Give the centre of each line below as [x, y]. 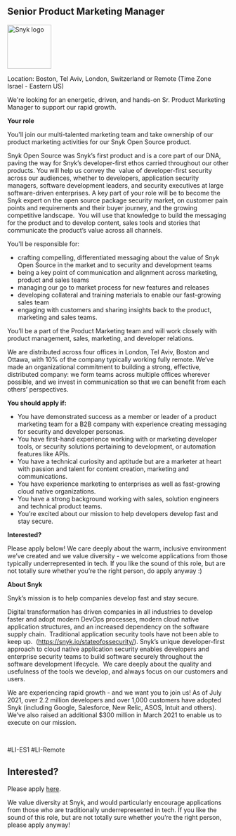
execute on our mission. [42, 722]
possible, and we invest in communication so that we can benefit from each [117, 382]
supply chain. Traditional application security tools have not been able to [113, 634]
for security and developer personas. [71, 431]
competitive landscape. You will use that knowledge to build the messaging [117, 215]
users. [17, 679]
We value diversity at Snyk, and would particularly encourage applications [114, 802]
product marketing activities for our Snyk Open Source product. [99, 142]
